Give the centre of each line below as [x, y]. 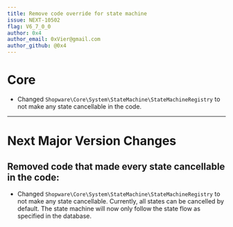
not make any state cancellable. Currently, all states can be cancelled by [120, 201]
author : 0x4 [24, 33]
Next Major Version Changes [92, 141]
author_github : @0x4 [37, 46]
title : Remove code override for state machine [77, 13]
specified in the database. [54, 216]
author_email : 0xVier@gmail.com [54, 39]
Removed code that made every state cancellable [116, 166]
